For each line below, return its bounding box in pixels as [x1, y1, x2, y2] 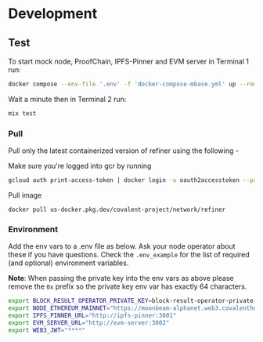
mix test [8, 109, 37, 118]
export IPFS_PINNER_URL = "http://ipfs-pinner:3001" [8, 311, 177, 319]
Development [8, 5, 98, 23]
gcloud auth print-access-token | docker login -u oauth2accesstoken [8, 176, 240, 184]
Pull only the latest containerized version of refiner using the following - [8, 146, 239, 155]
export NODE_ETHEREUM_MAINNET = [8, 304, 110, 312]
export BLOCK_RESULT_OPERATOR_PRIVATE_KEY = [8, 297, 153, 305]
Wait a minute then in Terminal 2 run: [8, 94, 127, 104]
